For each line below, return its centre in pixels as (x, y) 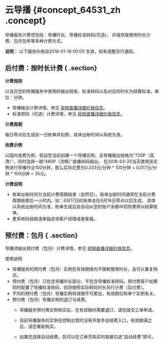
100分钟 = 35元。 (31, 173)
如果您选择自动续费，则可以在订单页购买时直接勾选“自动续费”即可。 (88, 337)
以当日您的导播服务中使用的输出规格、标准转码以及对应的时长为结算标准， (80, 91)
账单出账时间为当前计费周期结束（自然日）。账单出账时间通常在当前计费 (84, 194)
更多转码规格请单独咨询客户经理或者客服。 (55, 219)
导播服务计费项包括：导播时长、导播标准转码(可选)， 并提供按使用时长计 (78, 35)
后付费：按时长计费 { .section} (51, 68)
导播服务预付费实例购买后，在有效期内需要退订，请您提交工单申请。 (88, 310)
